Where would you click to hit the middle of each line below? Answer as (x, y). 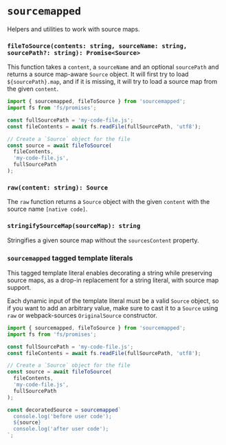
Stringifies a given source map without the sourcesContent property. (103, 240)
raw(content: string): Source (58, 187)
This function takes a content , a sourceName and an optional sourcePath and (113, 67)
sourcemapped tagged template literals (70, 258)
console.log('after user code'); (61, 429)
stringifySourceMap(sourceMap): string (74, 226)
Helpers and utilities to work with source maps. (74, 29)
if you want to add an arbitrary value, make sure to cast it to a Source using (113, 308)
